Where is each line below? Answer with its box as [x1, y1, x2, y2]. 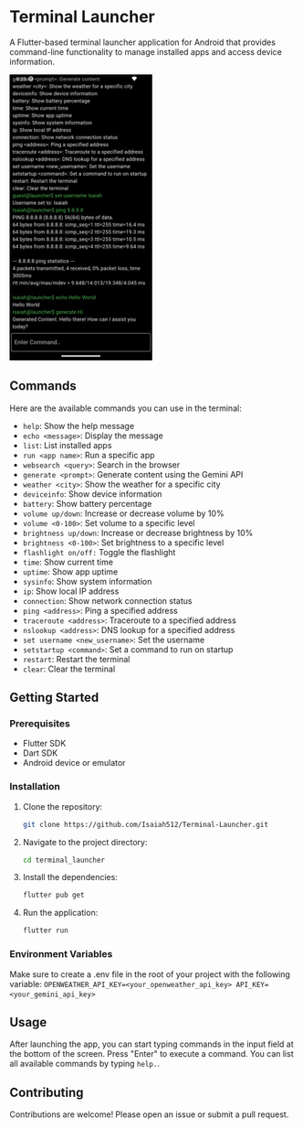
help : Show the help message [22, 420, 135, 431]
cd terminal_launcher [22, 855, 105, 865]
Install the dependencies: [22, 872, 119, 883]
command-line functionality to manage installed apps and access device [9, 46, 283, 57]
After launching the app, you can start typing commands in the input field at [9, 1038, 294, 1049]
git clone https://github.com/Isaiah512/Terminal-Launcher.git [22, 820, 269, 829]
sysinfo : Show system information [22, 575, 152, 586]
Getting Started [9, 690, 99, 705]
